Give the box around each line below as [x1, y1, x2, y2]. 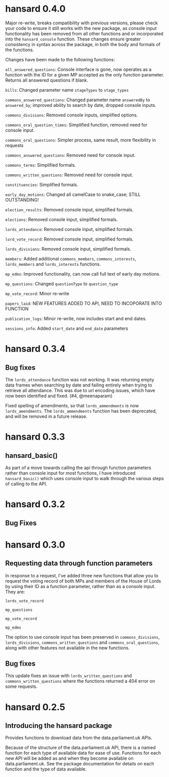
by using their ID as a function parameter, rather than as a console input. [5, 583, 156, 589]
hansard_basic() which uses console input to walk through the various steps [5, 475, 164, 481]
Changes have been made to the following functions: [5, 56, 115, 62]
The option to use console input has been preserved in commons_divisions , [5, 634, 160, 640]
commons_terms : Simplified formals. [5, 162, 76, 168]
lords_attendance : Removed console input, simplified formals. [5, 226, 134, 232]
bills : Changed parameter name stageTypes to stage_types [5, 87, 129, 93]
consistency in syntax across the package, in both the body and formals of [5, 41, 160, 47]
